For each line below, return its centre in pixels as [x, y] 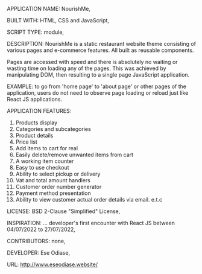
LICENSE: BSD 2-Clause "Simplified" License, [64, 211]
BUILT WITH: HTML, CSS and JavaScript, [58, 20]
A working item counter [45, 161]
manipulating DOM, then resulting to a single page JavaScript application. [98, 75]
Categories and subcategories [53, 129]
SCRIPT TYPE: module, [36, 32]
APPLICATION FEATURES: [39, 111]
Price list [27, 142]
